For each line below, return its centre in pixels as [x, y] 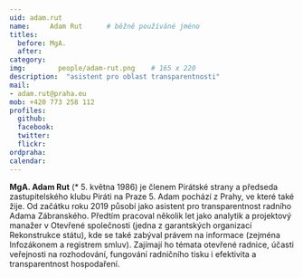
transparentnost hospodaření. [65, 264]
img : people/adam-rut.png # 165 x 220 [103, 69]
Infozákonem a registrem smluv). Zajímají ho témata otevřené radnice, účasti [151, 244]
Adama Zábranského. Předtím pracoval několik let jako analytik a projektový [151, 216]
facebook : [36, 128]
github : [32, 119]
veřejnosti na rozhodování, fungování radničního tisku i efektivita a [133, 254]
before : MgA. [42, 43]
